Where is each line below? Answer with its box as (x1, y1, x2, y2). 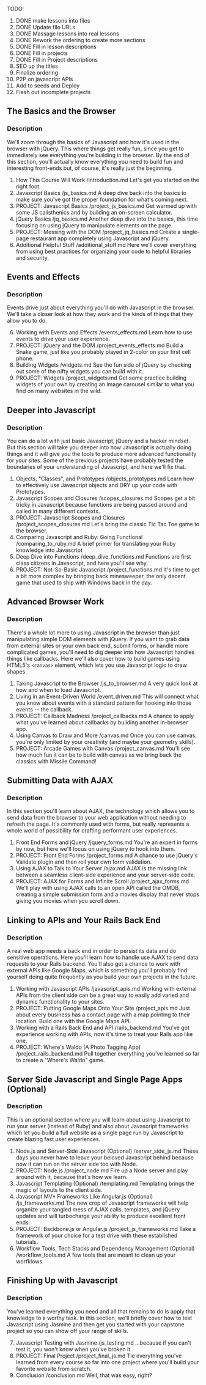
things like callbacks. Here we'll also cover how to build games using (7, 655, 180, 662)
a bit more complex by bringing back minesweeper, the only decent (15, 573, 186, 580)
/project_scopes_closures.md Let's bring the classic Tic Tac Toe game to (15, 521, 200, 528)
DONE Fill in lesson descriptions (15, 43, 97, 50)
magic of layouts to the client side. (15, 1186, 103, 1194)
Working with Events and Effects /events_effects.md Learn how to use (15, 329, 193, 336)
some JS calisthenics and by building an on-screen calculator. (15, 208, 173, 216)
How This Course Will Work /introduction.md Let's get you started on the (15, 176, 199, 183)
